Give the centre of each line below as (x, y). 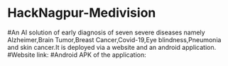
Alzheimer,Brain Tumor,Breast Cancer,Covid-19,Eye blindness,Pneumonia (114, 39)
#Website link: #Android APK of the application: (77, 55)
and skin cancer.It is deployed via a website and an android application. (112, 47)
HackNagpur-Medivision (82, 13)
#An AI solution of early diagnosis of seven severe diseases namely (106, 32)
